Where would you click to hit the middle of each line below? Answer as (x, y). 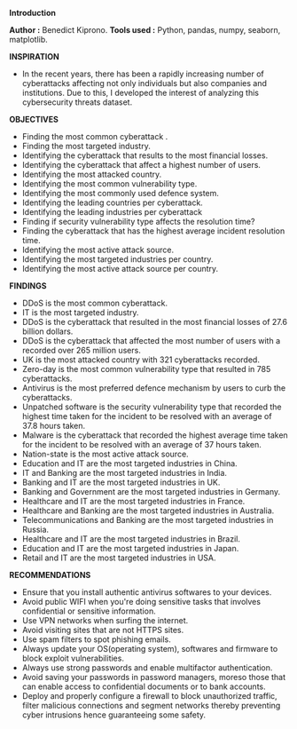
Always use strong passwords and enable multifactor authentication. (147, 668)
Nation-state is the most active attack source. (105, 454)
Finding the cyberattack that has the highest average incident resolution (153, 231)
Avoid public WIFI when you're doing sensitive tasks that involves (141, 602)
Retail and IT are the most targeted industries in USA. (119, 558)
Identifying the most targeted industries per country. (117, 259)
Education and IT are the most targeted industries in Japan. (130, 548)
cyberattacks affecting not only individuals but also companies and (145, 83)
